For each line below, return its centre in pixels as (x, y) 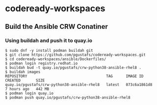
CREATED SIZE (25, 80)
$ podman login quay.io (29, 93)
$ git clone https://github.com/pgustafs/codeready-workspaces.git (76, 55)
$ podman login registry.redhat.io (41, 63)
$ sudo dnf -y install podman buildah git (49, 50)
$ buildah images (23, 72)
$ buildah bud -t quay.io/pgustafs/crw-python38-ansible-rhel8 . (73, 67)
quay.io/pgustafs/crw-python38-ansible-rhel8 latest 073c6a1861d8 (79, 84)
